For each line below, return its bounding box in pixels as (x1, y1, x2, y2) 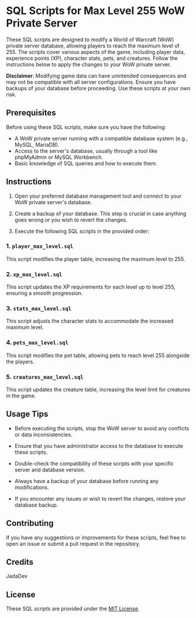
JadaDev (6, 573, 28, 580)
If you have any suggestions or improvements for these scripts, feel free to (6, 534, 186, 541)
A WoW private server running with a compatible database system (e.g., (14, 135, 188, 142)
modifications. (14, 484, 50, 491)
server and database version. (14, 466, 85, 473)
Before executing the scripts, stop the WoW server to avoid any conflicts (14, 425, 190, 432)
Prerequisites (6, 108, 56, 118)
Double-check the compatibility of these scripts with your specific (14, 460, 174, 467)
